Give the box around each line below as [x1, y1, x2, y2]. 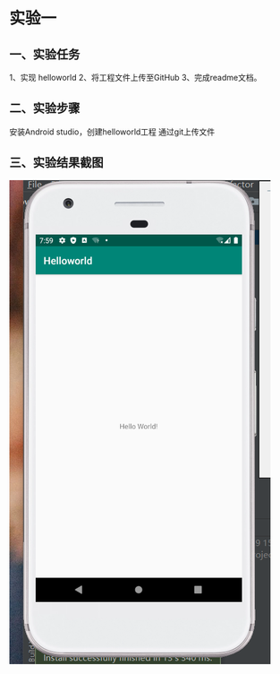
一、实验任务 [9, 47, 81, 62]
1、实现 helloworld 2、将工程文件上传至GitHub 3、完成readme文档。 [9, 73, 262, 82]
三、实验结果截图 [9, 155, 104, 170]
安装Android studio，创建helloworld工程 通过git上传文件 [9, 126, 216, 137]
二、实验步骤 [9, 100, 81, 117]
